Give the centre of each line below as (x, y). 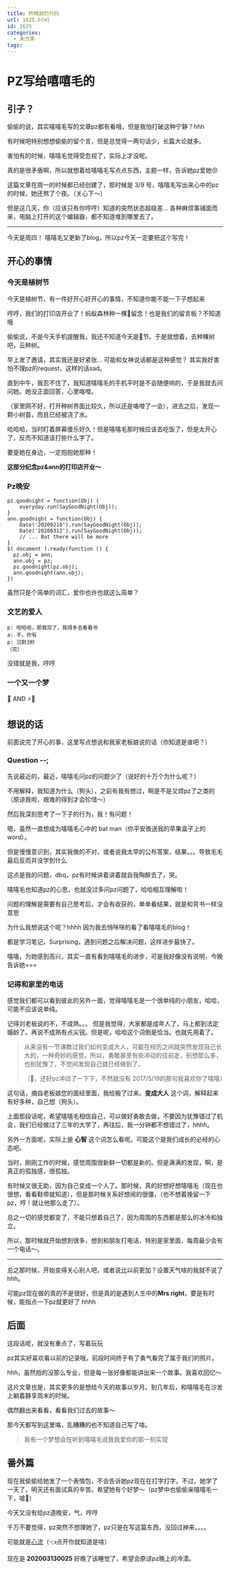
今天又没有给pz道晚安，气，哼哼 (53, 1512)
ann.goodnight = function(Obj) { (55, 518)
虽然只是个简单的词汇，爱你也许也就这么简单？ (73, 592)
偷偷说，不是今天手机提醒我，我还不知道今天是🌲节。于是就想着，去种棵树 (111, 336)
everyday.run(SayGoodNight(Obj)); (68, 507)
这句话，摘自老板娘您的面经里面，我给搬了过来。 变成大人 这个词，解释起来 (113, 1093)
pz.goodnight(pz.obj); (46, 566)
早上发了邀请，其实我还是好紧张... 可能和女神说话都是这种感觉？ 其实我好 (110, 359)
